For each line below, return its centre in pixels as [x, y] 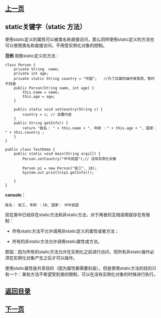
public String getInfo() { [41, 123]
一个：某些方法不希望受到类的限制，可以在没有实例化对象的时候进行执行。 [83, 274]
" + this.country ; [25, 133]
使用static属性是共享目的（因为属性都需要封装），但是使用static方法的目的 [79, 268]
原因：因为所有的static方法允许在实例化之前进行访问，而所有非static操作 [78, 252]
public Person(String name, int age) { [54, 88]
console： [16, 195]
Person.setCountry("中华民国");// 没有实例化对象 [70, 159]
